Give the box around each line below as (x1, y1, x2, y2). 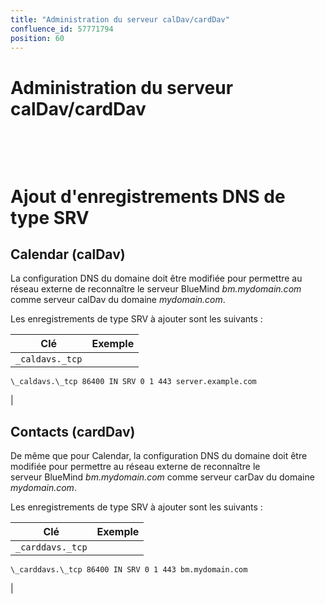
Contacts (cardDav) (10, 423, 136, 440)
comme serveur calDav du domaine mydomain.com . (10, 294, 226, 306)
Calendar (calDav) (10, 246, 126, 263)
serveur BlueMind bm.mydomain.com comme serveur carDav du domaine (10, 471, 315, 483)
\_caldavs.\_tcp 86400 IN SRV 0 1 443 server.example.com (10, 377, 257, 387)
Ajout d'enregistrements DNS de (10, 185, 286, 208)
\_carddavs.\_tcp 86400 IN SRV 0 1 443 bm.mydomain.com (10, 565, 248, 575)
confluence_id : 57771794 (10, 24, 114, 34)
